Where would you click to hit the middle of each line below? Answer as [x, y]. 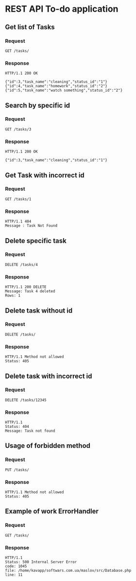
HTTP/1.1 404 [18, 221]
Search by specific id [38, 105]
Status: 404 [17, 427]
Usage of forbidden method [48, 446]
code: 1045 [16, 566]
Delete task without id [39, 311]
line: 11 [14, 575]
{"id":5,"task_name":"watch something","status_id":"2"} [64, 90]
